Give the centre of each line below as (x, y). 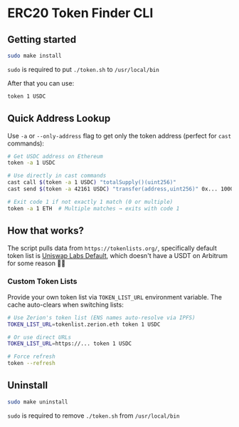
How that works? (46, 231)
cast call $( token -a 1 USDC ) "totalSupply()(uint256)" (92, 182)
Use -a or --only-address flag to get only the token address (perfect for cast (119, 135)
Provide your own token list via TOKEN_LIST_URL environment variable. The (115, 297)
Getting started (42, 40)
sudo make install (34, 56)
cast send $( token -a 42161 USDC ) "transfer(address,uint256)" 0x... (113, 189)
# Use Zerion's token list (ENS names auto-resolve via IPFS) (101, 318)
